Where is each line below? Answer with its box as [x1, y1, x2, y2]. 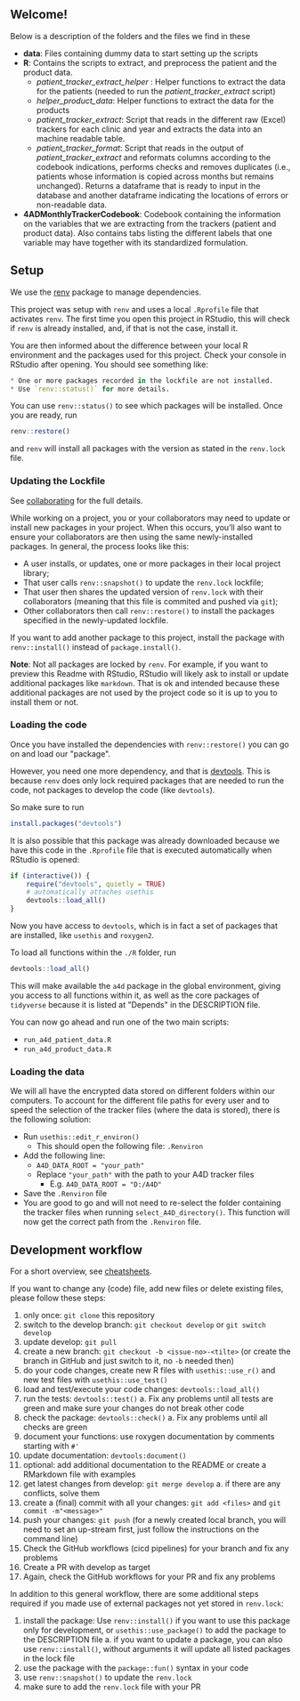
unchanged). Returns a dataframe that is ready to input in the [36, 180, 261, 190]
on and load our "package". [10, 748, 111, 759]
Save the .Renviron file [22, 1188, 108, 1199]
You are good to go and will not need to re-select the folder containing [22, 1197, 281, 1209]
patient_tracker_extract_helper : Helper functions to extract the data [36, 76, 286, 87]
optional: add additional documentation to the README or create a [22, 1460, 266, 1470]
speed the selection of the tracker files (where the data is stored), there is [10, 1105, 280, 1115]
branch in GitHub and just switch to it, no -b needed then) [22, 1356, 235, 1366]
